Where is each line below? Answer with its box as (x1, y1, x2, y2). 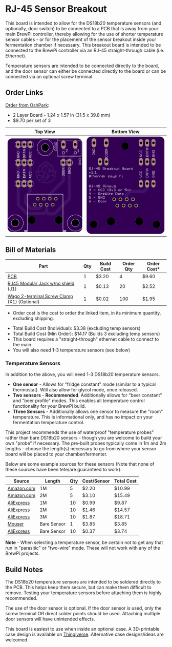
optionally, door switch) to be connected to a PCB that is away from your (5, 25, 159, 31)
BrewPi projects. (5, 550, 40, 556)
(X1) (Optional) (7, 298, 40, 305)
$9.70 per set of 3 (12, 117, 51, 123)
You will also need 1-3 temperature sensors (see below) (12, 347, 131, 353)
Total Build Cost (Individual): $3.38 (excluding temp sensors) (12, 325, 141, 331)
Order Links (5, 88, 44, 97)
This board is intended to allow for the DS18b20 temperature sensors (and (5, 20, 162, 26)
